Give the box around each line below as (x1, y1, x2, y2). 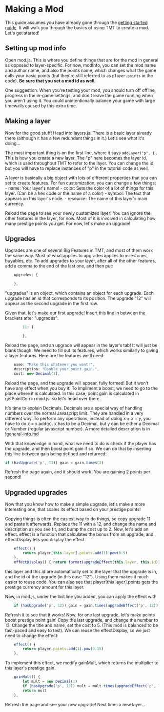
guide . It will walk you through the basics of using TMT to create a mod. (5, 24, 150, 30)
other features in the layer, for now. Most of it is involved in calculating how (5, 215, 156, 221)
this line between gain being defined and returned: (5, 450, 107, 457)
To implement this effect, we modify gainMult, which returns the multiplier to (5, 660, 159, 666)
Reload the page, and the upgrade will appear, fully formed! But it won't (5, 380, 149, 386)
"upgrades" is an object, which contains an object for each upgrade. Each (5, 290, 154, 296)
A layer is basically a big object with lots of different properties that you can (5, 175, 157, 181)
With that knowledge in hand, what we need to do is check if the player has (5, 440, 156, 446)
